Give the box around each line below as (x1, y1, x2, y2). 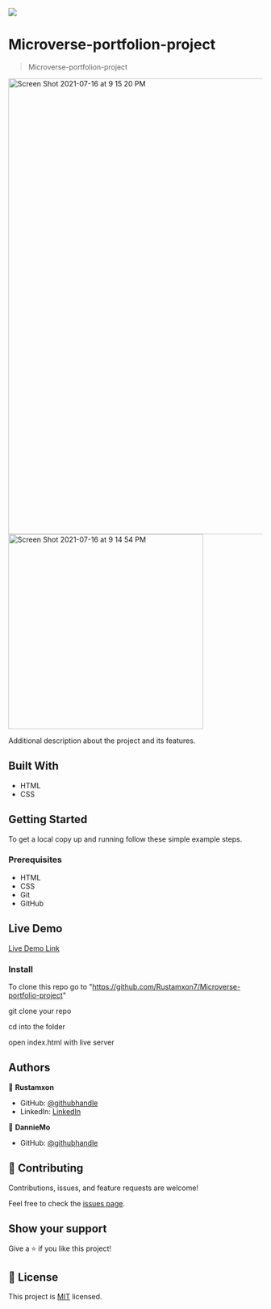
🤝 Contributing (8, 1161, 84, 1176)
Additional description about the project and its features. (8, 736, 196, 745)
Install (8, 963, 34, 974)
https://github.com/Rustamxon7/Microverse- (92, 982, 240, 991)
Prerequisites (8, 854, 62, 865)
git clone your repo (8, 1006, 72, 1016)
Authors (8, 1061, 51, 1075)
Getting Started (8, 813, 88, 826)
